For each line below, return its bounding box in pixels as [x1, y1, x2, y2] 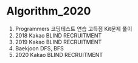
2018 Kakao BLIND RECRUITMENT [15, 31, 102, 39]
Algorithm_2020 [6, 4, 91, 18]
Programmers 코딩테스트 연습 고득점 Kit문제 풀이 [15, 25, 133, 32]
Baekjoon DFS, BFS [15, 44, 64, 52]
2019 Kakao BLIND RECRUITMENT [15, 38, 102, 45]
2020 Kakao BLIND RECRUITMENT [15, 51, 103, 58]
